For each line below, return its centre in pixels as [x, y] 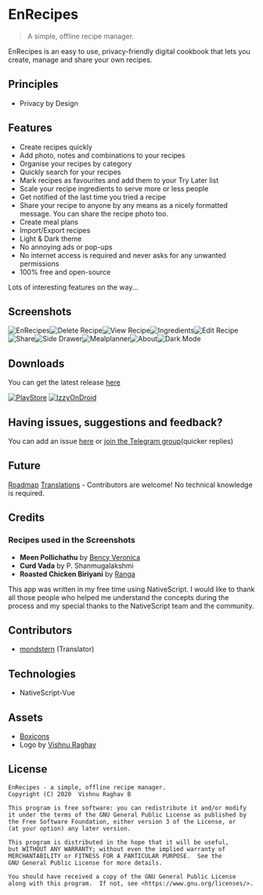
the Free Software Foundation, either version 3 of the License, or [122, 821]
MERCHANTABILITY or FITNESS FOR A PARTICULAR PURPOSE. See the [115, 856]
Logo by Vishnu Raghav [58, 744]
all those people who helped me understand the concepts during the [119, 597]
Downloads [36, 364]
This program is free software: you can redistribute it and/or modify [127, 808]
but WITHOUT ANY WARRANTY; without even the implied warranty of [117, 849]
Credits [27, 518]
